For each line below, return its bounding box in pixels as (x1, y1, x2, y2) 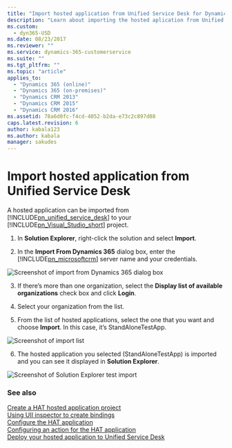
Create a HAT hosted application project (7, 404, 122, 412)
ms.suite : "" (7, 55, 45, 62)
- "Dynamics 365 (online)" (13, 81, 91, 88)
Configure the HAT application (7, 418, 93, 427)
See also (7, 388, 37, 398)
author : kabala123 (7, 126, 60, 133)
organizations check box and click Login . (17, 289, 137, 297)
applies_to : (7, 74, 41, 82)
